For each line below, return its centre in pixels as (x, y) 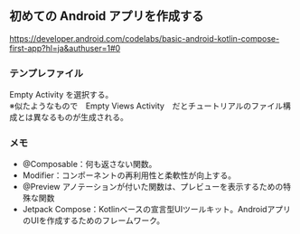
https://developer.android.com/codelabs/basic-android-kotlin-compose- (145, 38)
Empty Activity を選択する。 (61, 95)
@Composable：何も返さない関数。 (89, 164)
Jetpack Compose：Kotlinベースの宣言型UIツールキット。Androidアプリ (157, 210)
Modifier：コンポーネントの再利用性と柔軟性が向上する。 (129, 175)
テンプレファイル (47, 73)
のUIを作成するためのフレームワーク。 (94, 220)
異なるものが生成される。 (80, 117)
